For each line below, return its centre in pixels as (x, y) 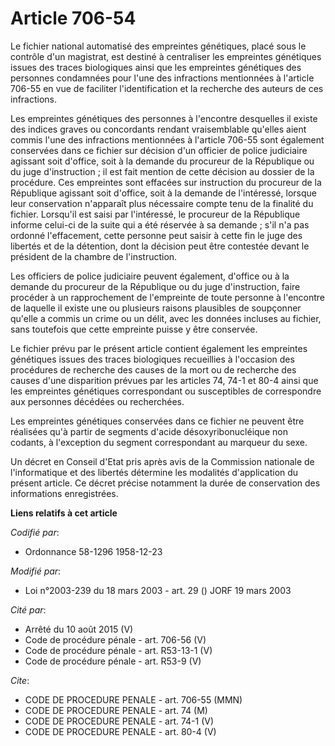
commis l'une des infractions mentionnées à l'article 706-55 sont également (167, 139)
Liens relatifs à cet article (64, 513)
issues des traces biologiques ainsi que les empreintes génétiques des (156, 67)
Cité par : (28, 609)
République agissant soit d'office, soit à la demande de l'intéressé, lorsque (163, 193)
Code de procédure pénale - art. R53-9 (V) (113, 661)
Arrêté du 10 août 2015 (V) (79, 629)
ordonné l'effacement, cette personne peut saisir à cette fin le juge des (156, 235)
